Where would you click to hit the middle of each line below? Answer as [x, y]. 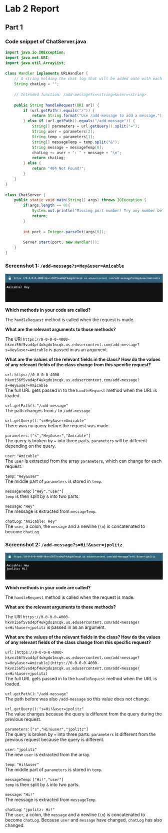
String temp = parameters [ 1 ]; [63, 137]
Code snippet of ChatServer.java [46, 42]
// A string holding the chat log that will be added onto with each [88, 79]
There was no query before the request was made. [57, 425]
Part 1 [14, 27]
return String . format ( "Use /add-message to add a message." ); [98, 116]
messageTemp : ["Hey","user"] [34, 491]
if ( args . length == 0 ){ [47, 206]
